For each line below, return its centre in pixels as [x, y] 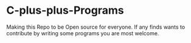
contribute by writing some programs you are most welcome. [83, 33]
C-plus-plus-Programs [65, 10]
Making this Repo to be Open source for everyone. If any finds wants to [96, 27]
